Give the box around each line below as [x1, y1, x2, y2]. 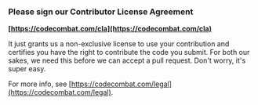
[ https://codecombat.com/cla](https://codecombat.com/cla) [8, 24, 213, 34]
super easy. [8, 64, 46, 74]
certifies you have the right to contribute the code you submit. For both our [8, 48, 250, 57]
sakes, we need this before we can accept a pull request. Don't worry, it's [8, 56, 246, 65]
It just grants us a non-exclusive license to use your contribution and [8, 39, 230, 49]
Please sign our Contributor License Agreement [8, 6, 194, 17]
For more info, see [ [8, 79, 72, 89]
